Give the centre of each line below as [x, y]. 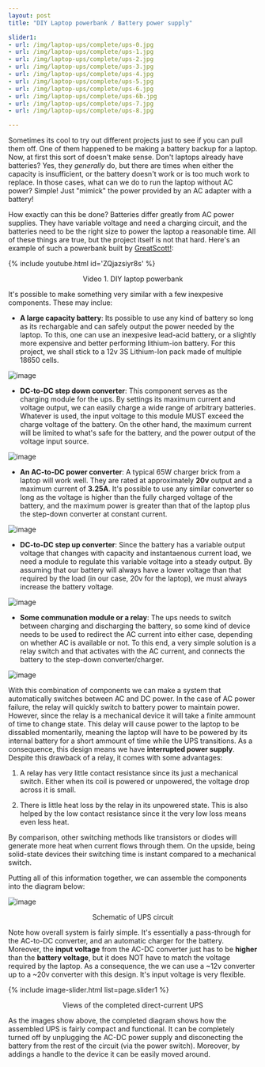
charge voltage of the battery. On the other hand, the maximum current [135, 425]
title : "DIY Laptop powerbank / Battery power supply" [100, 23]
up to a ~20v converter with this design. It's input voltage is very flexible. [127, 974]
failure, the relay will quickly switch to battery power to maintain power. [124, 707]
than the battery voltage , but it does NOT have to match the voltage [119, 958]
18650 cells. [39, 360]
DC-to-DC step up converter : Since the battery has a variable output [132, 545]
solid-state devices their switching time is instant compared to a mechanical [132, 854]
